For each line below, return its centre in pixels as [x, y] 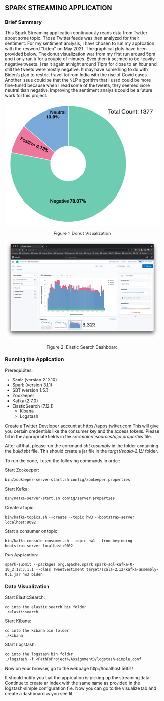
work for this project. [26, 95]
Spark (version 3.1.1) [32, 385]
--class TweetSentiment [60, 569]
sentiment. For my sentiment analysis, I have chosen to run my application [80, 43]
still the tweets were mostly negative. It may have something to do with [77, 69]
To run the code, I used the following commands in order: [63, 460]
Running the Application [35, 359]
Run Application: [22, 555]
